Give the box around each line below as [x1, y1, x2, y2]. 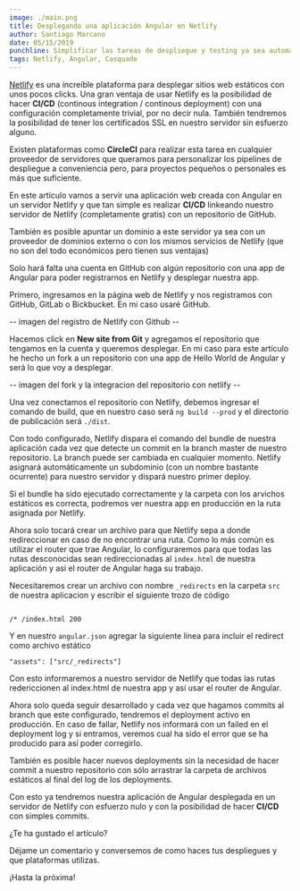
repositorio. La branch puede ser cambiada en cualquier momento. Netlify [9, 453, 281, 462]
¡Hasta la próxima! [9, 872, 76, 882]
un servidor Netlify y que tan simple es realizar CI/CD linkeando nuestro [9, 199, 274, 210]
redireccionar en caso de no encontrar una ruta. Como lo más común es [9, 534, 275, 545]
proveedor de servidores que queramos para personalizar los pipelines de [9, 154, 282, 164]
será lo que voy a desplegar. [9, 362, 113, 372]
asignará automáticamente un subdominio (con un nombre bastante [9, 462, 259, 472]
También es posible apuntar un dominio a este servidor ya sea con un [9, 226, 266, 237]
